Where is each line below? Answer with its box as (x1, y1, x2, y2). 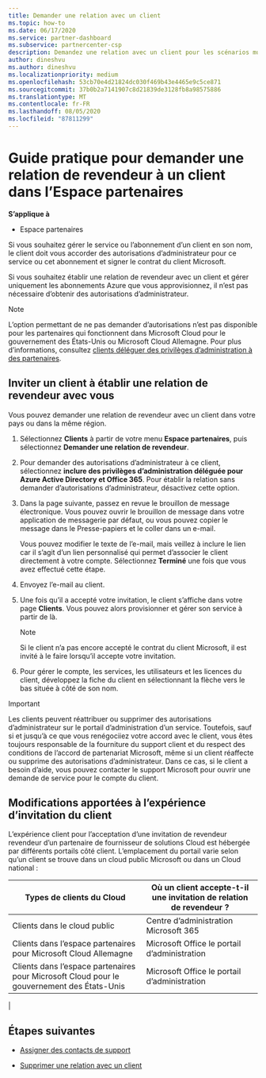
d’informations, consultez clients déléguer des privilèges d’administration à (8, 345, 253, 354)
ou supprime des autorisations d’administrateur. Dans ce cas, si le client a (8, 756, 248, 766)
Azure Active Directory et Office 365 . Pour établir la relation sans (19, 474, 236, 484)
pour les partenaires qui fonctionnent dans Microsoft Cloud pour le (8, 328, 226, 337)
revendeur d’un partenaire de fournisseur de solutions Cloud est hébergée (8, 838, 251, 848)
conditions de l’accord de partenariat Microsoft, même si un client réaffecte (8, 748, 254, 757)
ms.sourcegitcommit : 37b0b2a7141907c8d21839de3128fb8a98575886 (8, 85, 222, 94)
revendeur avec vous (8, 389, 115, 402)
